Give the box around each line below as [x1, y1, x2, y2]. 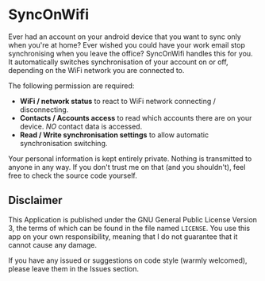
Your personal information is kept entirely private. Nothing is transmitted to [8, 153, 252, 164]
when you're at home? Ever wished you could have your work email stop [8, 40, 246, 49]
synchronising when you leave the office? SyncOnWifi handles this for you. [8, 48, 253, 58]
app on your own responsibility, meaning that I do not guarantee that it [8, 232, 238, 241]
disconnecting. [19, 105, 69, 114]
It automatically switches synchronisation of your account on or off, [8, 57, 229, 67]
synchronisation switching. [19, 138, 108, 148]
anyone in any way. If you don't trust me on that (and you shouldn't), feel [8, 162, 246, 171]
